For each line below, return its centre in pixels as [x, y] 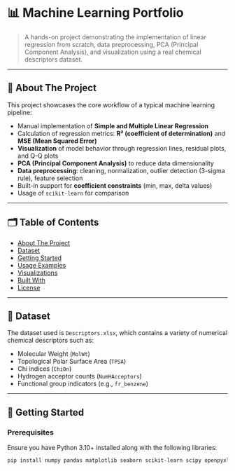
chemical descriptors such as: [51, 341]
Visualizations [37, 273]
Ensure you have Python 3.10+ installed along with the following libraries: [112, 448]
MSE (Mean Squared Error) [57, 141]
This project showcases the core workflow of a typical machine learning [111, 104]
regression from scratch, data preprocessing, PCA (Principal [111, 44]
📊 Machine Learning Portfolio [95, 13]
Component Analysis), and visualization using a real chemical [113, 52]
